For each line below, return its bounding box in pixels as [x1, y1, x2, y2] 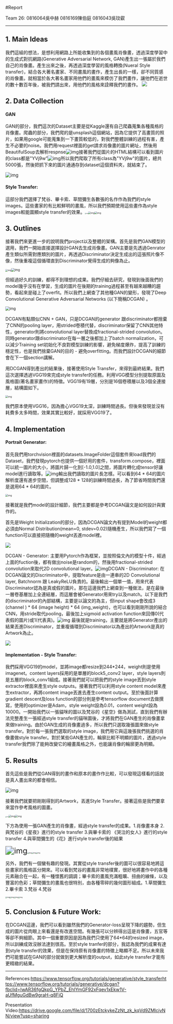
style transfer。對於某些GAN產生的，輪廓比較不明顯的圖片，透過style [19, 735, 166, 741]
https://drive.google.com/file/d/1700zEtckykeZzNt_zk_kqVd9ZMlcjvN [19, 1008, 166, 1014]
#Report [5, 5, 23, 10]
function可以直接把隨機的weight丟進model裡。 [5, 532, 105, 539]
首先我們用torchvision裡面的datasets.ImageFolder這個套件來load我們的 [5, 452, 156, 458]
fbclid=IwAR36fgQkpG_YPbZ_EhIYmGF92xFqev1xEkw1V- [5, 986, 127, 993]
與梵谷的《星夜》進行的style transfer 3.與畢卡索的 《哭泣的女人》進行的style [5, 829, 168, 836]
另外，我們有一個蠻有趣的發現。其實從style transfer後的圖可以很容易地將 [5, 860, 160, 866]
